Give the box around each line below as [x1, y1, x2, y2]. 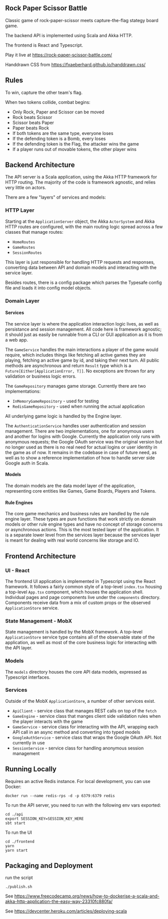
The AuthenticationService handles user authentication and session [5, 422, 146, 428]
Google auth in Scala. [5, 460, 49, 466]
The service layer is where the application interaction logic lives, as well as [5, 321, 159, 327]
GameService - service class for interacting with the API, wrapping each [12, 723, 158, 729]
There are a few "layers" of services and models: [5, 194, 106, 200]
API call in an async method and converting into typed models [12, 729, 140, 735]
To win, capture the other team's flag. [5, 89, 82, 95]
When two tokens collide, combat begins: [5, 99, 91, 105]
